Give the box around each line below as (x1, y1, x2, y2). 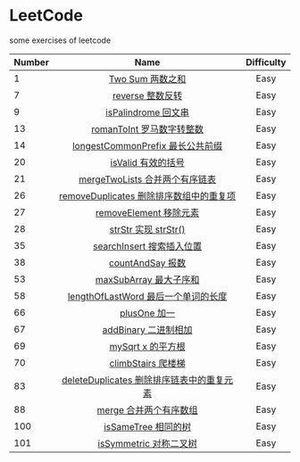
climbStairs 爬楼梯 (109, 357, 186, 369)
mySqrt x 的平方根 (109, 340, 186, 352)
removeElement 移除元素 (95, 206, 200, 219)
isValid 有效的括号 (110, 156, 185, 169)
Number (13, 55, 49, 68)
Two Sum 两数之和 (108, 72, 187, 85)
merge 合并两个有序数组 (96, 403, 198, 416)
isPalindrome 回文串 (105, 106, 190, 119)
